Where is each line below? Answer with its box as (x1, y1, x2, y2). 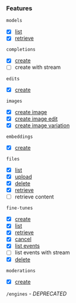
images (6, 98, 23, 104)
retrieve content (14, 193, 55, 200)
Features (6, 4, 33, 12)
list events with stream (14, 249, 70, 256)
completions (6, 46, 36, 53)
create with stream (14, 64, 61, 71)
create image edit (14, 115, 58, 122)
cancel (14, 236, 31, 243)
